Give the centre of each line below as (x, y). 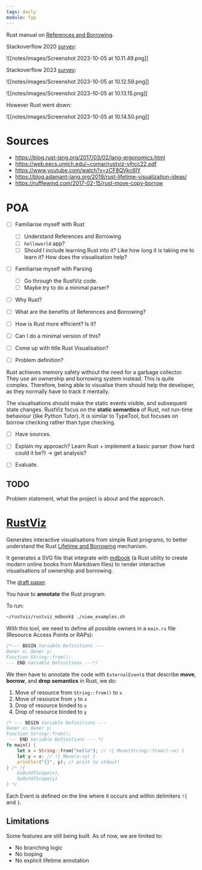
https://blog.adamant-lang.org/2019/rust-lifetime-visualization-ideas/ (101, 177)
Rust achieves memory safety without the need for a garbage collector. (94, 373)
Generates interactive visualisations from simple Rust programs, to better (97, 540)
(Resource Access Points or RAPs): (50, 635)
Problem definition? (39, 360)
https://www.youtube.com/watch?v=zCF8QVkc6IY (78, 170)
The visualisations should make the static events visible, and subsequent (96, 403)
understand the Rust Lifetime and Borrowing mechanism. (77, 546)
